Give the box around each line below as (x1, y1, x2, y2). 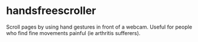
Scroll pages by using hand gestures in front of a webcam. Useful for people (6, 23, 193, 30)
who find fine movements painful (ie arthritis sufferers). (6, 29, 141, 36)
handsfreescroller (6, 4, 96, 17)
